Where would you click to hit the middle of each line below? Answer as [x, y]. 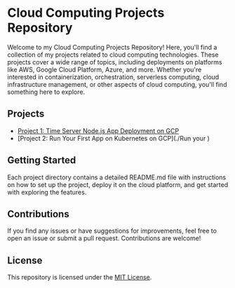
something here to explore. [46, 92]
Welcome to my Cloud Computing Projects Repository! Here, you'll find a [112, 47]
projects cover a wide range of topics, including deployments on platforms [115, 62]
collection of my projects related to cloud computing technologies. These [113, 55]
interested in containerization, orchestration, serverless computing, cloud [113, 77]
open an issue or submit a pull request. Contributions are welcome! [104, 238]
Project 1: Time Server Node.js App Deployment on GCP [98, 130]
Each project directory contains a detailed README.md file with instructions [117, 177]
